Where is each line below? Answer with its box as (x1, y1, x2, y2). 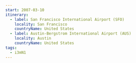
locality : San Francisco (14, 21, 67, 27)
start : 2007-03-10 (5, 7, 44, 13)
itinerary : (5, 12, 29, 17)
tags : (5, 45, 17, 50)
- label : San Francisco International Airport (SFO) (10, 17, 125, 22)
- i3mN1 (10, 50, 27, 55)
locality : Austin (14, 36, 52, 41)
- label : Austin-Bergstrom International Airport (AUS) (10, 31, 131, 36)
